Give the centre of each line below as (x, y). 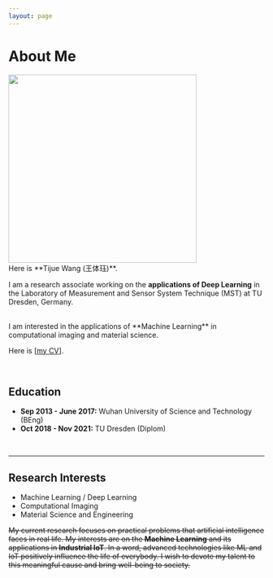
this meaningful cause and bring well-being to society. (100, 565)
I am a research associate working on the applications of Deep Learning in (134, 284)
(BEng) (32, 420)
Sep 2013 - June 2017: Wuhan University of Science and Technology (136, 411)
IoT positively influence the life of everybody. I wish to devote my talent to (132, 556)
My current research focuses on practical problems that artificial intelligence (136, 531)
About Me (42, 56)
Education (35, 392)
